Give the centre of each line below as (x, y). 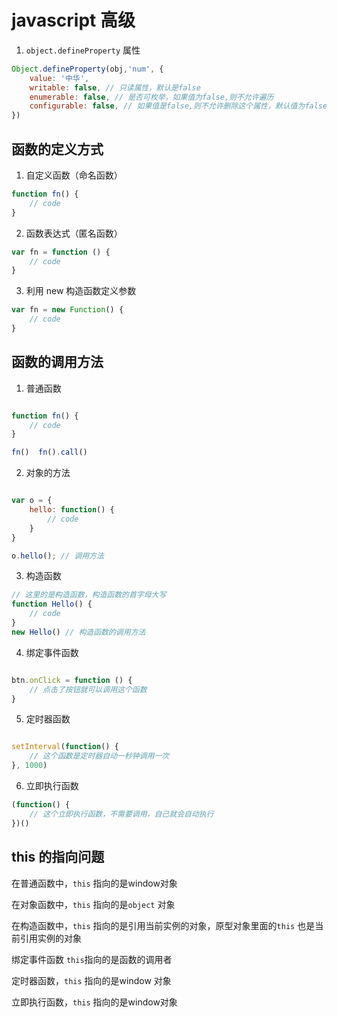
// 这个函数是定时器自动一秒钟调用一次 (99, 756)
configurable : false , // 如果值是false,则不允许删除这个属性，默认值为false (178, 106)
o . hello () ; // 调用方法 (57, 556)
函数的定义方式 (57, 149)
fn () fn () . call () (49, 452)
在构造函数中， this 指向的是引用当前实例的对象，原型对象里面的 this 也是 (163, 925)
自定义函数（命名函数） (74, 175)
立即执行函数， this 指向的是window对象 (94, 1002)
